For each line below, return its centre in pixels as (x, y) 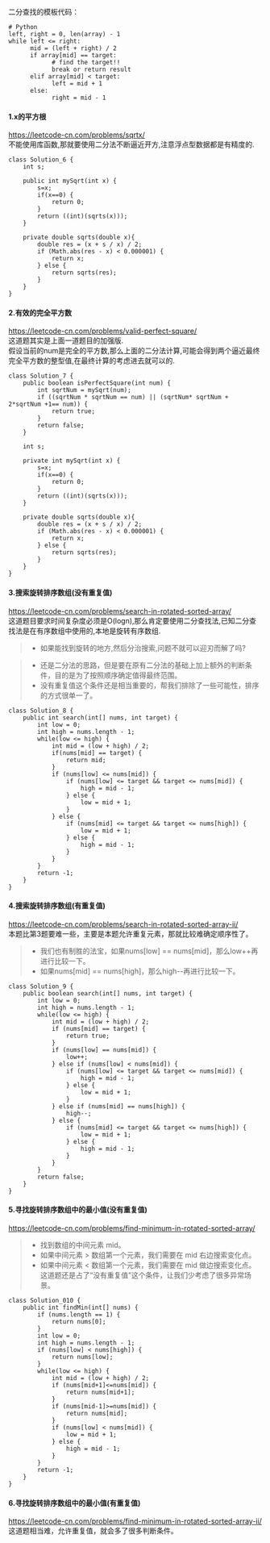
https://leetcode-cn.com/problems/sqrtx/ (77, 135)
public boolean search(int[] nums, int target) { (108, 993)
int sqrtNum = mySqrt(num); (84, 390)
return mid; (86, 760)
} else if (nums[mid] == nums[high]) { (118, 1106)
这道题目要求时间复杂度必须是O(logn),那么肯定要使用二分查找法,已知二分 (129, 620)
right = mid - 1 (79, 98)
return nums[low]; (82, 1357)
